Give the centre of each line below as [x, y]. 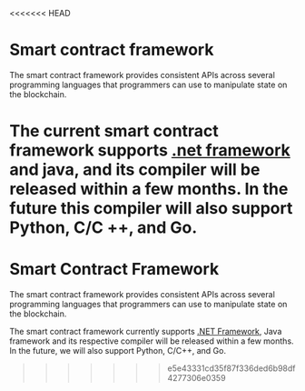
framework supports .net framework [150, 150]
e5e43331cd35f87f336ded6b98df [231, 368]
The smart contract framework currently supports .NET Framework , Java [146, 332]
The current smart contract [114, 131]
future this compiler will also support [151, 209]
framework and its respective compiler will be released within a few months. [152, 341]
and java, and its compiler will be [135, 170]
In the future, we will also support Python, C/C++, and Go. [118, 351]
